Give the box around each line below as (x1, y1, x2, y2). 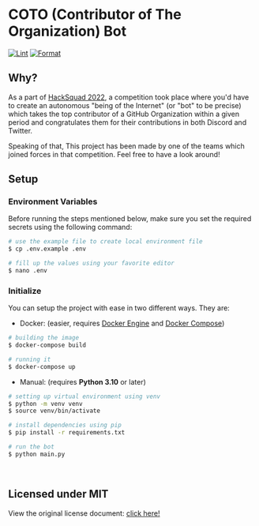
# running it (8, 355, 51, 363)
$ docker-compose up (8, 363, 77, 370)
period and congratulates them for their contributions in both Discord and (8, 117, 247, 127)
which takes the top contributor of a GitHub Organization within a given (8, 109, 240, 118)
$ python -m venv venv (8, 400, 83, 408)
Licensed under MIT (8, 487, 109, 501)
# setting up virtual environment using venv (8, 393, 160, 400)
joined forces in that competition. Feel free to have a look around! (8, 149, 220, 159)
